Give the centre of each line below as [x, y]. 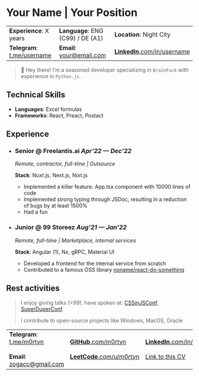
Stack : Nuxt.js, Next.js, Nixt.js [51, 176]
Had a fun [36, 212]
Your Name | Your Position [72, 13]
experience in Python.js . [51, 76]
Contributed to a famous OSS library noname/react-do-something [104, 269]
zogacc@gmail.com [37, 364]
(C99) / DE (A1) [81, 38]
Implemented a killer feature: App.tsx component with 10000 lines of [107, 187]
